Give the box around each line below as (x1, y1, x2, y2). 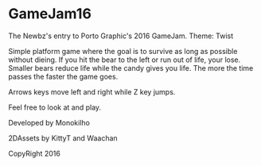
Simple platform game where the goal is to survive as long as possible (8, 46, 238, 56)
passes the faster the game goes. (8, 71, 119, 81)
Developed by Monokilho (8, 118, 90, 127)
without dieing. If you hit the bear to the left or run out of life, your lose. (8, 55, 241, 64)
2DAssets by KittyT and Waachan (8, 133, 118, 143)
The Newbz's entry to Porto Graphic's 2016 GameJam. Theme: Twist (8, 31, 234, 41)
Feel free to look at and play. (8, 102, 102, 112)
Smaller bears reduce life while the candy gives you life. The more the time (8, 63, 254, 72)
